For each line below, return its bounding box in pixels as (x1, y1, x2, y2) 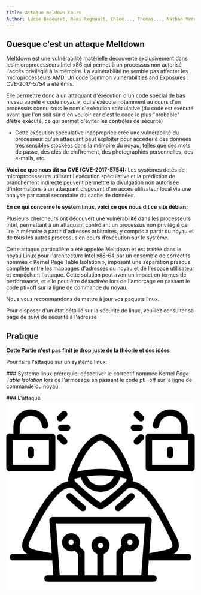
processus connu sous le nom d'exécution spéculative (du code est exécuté (6, 105, 194, 112)
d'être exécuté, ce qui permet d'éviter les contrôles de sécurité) (6, 118, 163, 125)
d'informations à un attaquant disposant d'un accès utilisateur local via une (6, 185, 191, 193)
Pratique (6, 330, 39, 341)
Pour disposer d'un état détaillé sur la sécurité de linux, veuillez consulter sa (6, 307, 194, 314)
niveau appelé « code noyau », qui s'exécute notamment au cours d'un (6, 98, 181, 106)
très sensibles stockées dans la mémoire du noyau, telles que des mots (14, 142, 191, 149)
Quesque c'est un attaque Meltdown (6, 39, 145, 49)
